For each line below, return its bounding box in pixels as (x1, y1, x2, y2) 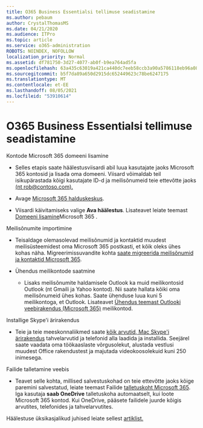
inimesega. (14, 354, 43, 361)
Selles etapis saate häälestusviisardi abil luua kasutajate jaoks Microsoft (14, 164, 195, 171)
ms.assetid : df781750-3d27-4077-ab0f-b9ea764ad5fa (6, 59, 137, 65)
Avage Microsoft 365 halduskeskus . (14, 195, 105, 202)
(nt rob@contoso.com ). (14, 183, 74, 190)
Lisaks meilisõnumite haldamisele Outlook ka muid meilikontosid (24, 279, 184, 286)
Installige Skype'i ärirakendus (6, 316, 80, 323)
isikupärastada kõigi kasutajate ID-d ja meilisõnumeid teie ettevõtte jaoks (14, 177, 196, 184)
